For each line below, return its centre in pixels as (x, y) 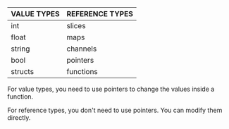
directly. (19, 118)
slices (76, 26)
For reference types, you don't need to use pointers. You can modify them (115, 110)
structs (22, 72)
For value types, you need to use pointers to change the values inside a (111, 89)
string (20, 49)
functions (82, 72)
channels (82, 49)
